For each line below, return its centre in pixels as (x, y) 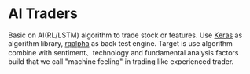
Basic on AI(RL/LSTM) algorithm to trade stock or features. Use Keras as (125, 35)
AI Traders (43, 14)
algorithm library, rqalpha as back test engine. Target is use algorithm (121, 43)
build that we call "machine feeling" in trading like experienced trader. (121, 61)
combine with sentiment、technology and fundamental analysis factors (123, 52)
